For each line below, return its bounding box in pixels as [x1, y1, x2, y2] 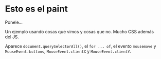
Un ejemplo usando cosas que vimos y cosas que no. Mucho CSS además [5, 29, 154, 34]
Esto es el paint [5, 3, 68, 15]
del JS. [5, 34, 19, 40]
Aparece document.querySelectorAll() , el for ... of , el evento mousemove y [5, 43, 157, 49]
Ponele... [5, 19, 23, 25]
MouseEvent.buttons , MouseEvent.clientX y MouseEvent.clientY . [5, 48, 131, 54]
